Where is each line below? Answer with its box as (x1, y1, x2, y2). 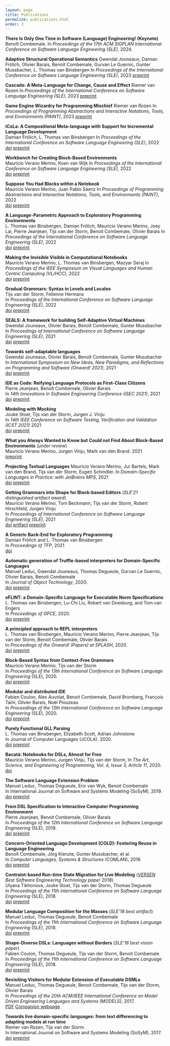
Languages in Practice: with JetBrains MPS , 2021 (5, 474, 109, 480)
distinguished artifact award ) (5, 495, 66, 501)
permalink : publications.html (5, 17, 70, 22)
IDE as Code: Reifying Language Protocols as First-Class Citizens (5, 380, 146, 386)
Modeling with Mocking (5, 406, 56, 412)
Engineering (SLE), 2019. (5, 825, 57, 831)
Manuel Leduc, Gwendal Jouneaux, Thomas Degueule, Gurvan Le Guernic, (5, 568, 162, 575)
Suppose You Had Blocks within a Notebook (5, 181, 100, 187)
